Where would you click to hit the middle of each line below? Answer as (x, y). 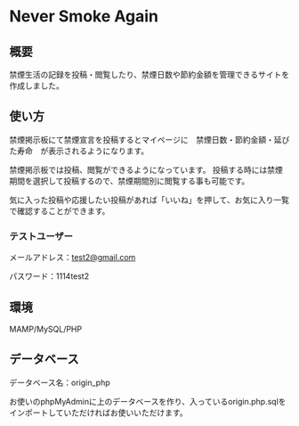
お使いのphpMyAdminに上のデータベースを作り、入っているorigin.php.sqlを (148, 401)
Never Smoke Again (84, 16)
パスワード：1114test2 (49, 276)
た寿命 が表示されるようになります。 (79, 151)
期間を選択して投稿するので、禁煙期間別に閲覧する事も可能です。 (129, 181)
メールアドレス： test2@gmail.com (73, 258)
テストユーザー (41, 236)
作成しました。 (36, 86)
